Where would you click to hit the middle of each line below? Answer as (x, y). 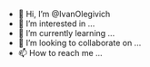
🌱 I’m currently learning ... (66, 33)
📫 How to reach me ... (60, 53)
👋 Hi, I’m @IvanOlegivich (64, 14)
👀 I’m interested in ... (56, 24)
